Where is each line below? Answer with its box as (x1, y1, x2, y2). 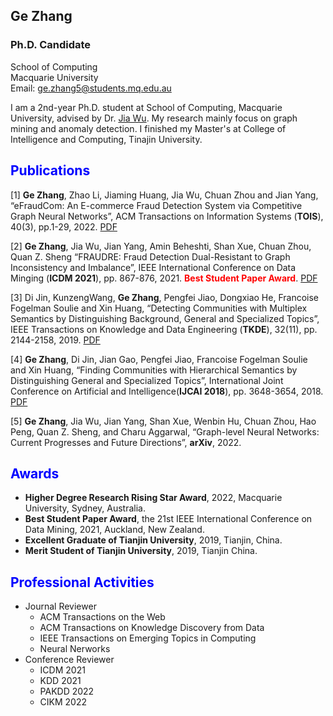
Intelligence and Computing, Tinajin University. (10, 133, 203, 145)
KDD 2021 (39, 675, 82, 687)
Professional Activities (10, 574, 155, 591)
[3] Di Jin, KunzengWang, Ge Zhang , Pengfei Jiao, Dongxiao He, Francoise (10, 291, 319, 303)
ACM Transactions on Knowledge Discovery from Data (39, 622, 265, 634)
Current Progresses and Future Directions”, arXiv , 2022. (10, 436, 242, 448)
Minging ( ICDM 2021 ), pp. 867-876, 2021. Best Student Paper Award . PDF (10, 272, 318, 284)
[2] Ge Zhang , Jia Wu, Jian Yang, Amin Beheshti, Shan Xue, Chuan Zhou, (10, 240, 312, 252)
